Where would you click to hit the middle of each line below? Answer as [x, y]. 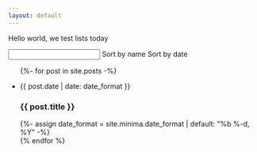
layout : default [35, 15]
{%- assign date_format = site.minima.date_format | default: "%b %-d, [134, 123]
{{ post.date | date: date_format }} [75, 86]
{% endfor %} [42, 140]
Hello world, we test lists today [58, 38]
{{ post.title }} [47, 106]
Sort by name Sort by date [145, 54]
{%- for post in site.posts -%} [68, 70]
